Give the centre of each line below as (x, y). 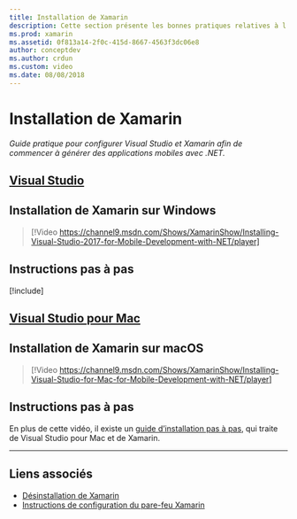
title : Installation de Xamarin (69, 17)
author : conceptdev (45, 50)
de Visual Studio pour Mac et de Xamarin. (85, 438)
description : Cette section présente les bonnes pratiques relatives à (144, 26)
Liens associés (51, 474)
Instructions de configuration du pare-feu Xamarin (113, 505)
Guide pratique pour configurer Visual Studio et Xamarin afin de (126, 143)
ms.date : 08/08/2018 (47, 75)
